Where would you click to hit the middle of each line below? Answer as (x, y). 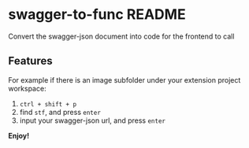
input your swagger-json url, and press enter (92, 120)
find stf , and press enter (60, 112)
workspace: (27, 88)
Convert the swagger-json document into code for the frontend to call (121, 36)
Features (30, 61)
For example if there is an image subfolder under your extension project (124, 80)
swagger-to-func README (97, 15)
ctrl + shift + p (48, 104)
